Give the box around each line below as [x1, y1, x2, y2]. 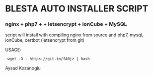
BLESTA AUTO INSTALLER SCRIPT [5, 3, 149, 14]
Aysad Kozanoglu [5, 65, 41, 71]
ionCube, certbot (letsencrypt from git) [5, 37, 84, 43]
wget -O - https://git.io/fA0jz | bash [7, 57, 90, 62]
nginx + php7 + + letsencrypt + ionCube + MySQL [5, 21, 128, 28]
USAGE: [5, 47, 21, 53]
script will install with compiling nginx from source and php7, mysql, [5, 32, 144, 38]
